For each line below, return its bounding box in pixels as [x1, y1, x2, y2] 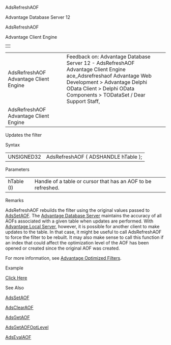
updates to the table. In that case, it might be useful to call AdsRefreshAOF [5, 229, 162, 235]
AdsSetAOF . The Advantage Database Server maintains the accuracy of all [5, 213, 162, 218]
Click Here [5, 275, 27, 281]
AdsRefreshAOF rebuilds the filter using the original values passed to [5, 207, 150, 213]
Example [5, 265, 24, 271]
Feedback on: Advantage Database [66, 53, 151, 60]
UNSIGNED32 [8, 153, 42, 160]
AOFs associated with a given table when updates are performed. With [5, 218, 154, 224]
